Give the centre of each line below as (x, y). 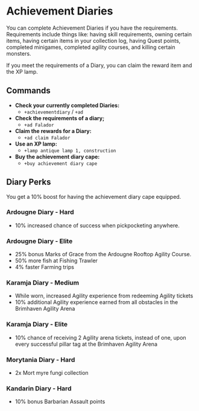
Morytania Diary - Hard (41, 360)
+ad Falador (39, 125)
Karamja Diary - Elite (37, 325)
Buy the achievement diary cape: (57, 157)
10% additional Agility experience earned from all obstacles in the (96, 302)
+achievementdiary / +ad (53, 112)
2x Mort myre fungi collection (52, 373)
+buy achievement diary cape (61, 163)
